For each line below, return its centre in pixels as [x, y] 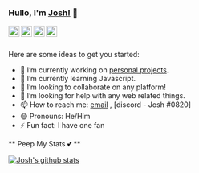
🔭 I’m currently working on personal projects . [94, 70]
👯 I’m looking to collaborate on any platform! [93, 87]
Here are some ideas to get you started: [74, 55]
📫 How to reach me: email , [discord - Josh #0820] [105, 105]
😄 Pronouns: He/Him [55, 117]
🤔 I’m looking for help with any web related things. [103, 96]
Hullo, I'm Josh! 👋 [43, 13]
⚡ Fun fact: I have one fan [62, 126]
